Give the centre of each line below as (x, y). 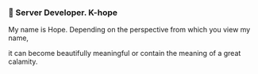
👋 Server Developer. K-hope (63, 13)
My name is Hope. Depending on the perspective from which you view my (129, 30)
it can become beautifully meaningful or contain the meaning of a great (125, 54)
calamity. (23, 61)
